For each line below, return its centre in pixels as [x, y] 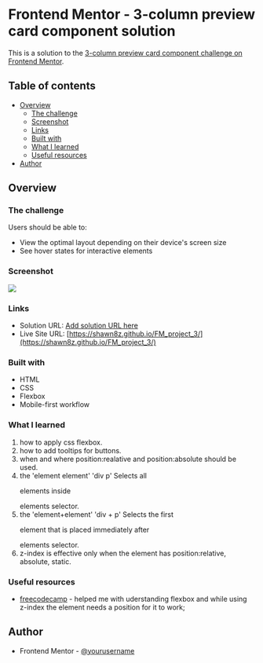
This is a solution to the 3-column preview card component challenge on [126, 53]
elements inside [45, 491]
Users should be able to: [48, 227]
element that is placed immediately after [84, 529]
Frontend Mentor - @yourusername [77, 650]
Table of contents [52, 86]
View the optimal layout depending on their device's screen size [123, 243]
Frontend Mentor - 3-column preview [132, 15]
